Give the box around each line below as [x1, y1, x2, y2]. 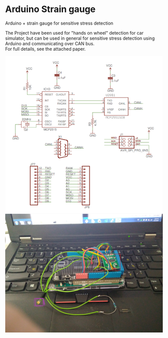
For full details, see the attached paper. [5, 46, 86, 52]
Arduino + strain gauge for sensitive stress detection [5, 20, 113, 26]
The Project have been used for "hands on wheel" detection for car [5, 30, 144, 36]
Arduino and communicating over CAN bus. [5, 40, 95, 46]
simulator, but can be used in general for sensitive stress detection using [5, 35, 155, 41]
